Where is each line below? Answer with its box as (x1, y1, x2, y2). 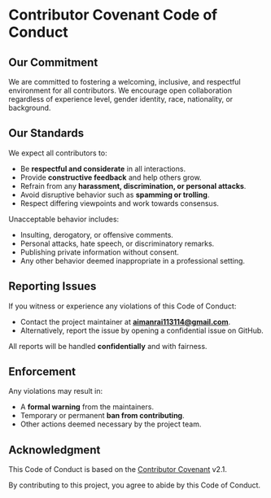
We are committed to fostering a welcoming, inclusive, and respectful (8, 77, 242, 86)
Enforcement (8, 365, 76, 379)
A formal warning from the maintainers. (20, 402, 155, 412)
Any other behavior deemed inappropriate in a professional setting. (20, 256, 246, 265)
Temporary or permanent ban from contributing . (20, 411, 185, 421)
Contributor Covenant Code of (8, 6, 218, 24)
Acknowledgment (8, 443, 101, 456)
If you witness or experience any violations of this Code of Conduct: (8, 301, 237, 311)
